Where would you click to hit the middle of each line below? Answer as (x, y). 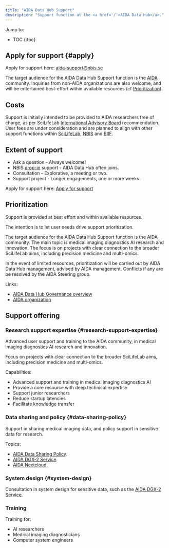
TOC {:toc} (24, 40)
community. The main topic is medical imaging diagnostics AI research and (85, 242)
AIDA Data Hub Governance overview (52, 294)
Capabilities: (18, 372)
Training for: (18, 519)
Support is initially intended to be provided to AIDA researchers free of (80, 117)
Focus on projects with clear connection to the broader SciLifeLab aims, (81, 357)
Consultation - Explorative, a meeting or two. (60, 173)
